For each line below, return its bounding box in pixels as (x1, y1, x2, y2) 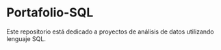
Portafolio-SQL (6, 5, 94, 21)
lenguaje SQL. (6, 34, 46, 42)
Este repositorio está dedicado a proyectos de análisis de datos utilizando (6, 27, 214, 36)
